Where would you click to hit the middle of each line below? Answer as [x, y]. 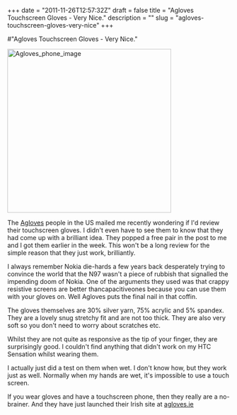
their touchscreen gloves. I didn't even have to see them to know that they [115, 230]
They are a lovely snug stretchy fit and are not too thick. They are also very [117, 318]
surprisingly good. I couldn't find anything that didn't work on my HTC [109, 347]
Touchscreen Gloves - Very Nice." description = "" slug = [91, 18]
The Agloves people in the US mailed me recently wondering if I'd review [114, 223]
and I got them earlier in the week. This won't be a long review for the [109, 245]
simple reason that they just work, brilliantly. [71, 253]
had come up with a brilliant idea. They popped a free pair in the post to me [117, 238]
